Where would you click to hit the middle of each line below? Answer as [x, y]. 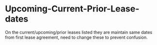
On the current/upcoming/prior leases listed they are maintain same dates [79, 32]
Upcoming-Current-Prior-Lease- [72, 9]
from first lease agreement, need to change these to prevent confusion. [76, 37]
